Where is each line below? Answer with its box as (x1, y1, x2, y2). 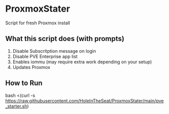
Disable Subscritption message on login (12, 48, 96, 54)
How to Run (5, 79, 43, 88)
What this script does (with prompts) (5, 34, 125, 43)
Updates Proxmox (12, 64, 50, 70)
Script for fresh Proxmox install (5, 20, 70, 26)
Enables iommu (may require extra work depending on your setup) (12, 59, 152, 65)
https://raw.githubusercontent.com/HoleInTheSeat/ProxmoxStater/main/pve (5, 97, 164, 104)
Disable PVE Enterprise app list (12, 53, 78, 59)
